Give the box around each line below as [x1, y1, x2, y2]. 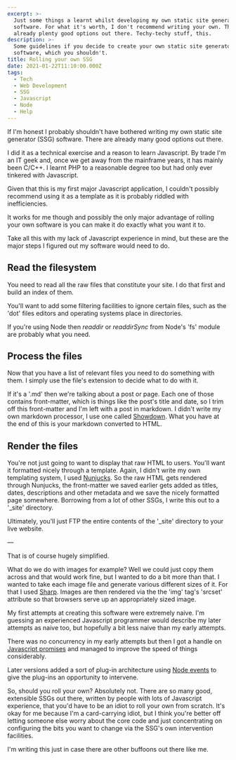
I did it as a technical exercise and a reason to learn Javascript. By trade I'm [7, 148, 227, 156]
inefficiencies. [7, 199, 48, 208]
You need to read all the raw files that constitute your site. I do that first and [7, 280, 225, 288]
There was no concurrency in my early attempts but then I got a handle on [7, 637, 223, 646]
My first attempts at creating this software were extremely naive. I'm [7, 608, 205, 618]
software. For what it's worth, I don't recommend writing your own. [13, 23, 221, 30]
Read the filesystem [7, 262, 97, 274]
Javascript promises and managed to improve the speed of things [7, 645, 198, 653]
